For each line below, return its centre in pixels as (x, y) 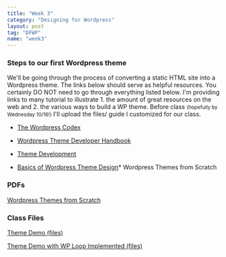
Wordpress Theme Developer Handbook (74, 140)
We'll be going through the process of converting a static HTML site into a (111, 78)
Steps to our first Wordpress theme (67, 63)
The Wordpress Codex (49, 127)
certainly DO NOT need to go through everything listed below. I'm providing (113, 93)
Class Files (26, 218)
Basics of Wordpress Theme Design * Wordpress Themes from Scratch (117, 167)
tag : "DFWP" (24, 33)
